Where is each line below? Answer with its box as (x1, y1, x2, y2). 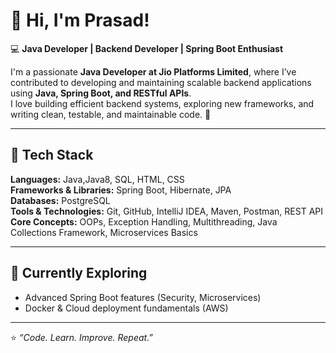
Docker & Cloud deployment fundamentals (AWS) (24, 302, 229, 314)
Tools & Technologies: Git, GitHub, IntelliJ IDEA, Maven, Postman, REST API (10, 205, 324, 217)
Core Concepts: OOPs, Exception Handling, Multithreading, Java (10, 215, 278, 228)
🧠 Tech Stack (10, 147, 94, 164)
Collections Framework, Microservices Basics (10, 226, 198, 238)
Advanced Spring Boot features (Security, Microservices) (24, 291, 262, 303)
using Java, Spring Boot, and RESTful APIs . (10, 87, 192, 99)
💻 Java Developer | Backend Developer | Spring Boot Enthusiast (10, 42, 284, 54)
